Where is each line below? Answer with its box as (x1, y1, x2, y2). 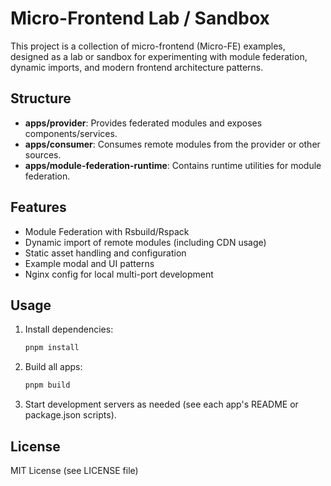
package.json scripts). (24, 409, 117, 421)
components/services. (24, 127, 118, 139)
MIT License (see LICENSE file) (10, 464, 139, 476)
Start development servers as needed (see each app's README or (24, 398, 299, 411)
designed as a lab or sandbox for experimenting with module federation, (10, 50, 308, 62)
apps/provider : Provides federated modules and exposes (24, 117, 263, 129)
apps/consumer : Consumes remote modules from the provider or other (24, 138, 321, 150)
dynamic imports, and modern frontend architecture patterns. (10, 61, 264, 73)
